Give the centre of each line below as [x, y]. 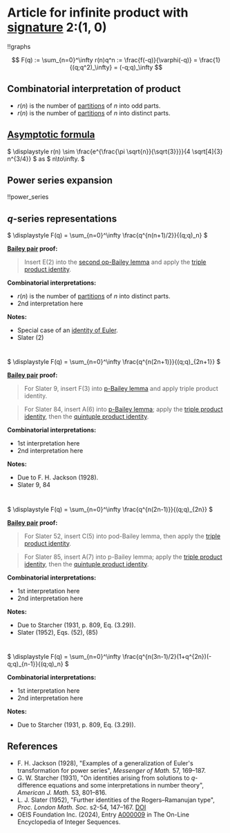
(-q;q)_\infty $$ [141, 67]
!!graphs [19, 46]
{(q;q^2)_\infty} [91, 67]
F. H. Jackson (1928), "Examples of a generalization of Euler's [105, 763]
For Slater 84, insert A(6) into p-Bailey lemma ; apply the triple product [123, 410]
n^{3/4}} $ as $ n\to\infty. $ [46, 159]
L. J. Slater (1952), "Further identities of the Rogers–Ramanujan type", [116, 800]
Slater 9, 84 [33, 485]
